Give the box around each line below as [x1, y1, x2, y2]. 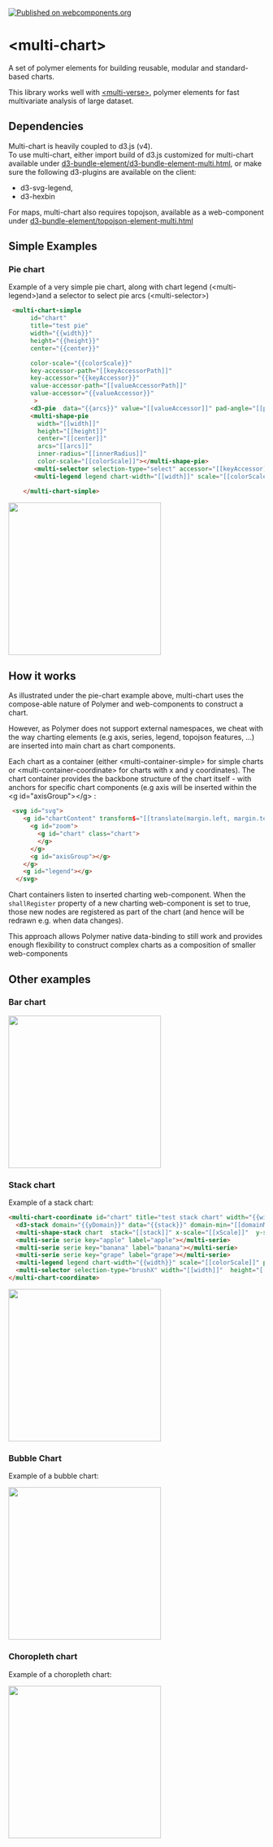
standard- [214, 63, 249, 72]
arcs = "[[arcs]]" [37, 442, 93, 450]
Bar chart [8, 997, 46, 1008]
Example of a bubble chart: [8, 1471, 99, 1481]
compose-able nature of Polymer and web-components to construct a [8, 699, 244, 709]
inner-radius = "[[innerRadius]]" [37, 450, 148, 458]
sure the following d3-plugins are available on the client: [8, 167, 197, 176]
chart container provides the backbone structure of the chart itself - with [8, 774, 252, 784]
